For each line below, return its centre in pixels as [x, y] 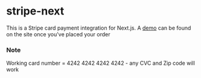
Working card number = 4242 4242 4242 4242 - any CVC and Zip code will [101, 63]
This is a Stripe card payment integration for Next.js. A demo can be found [99, 28]
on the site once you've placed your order [58, 34]
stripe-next [35, 11]
